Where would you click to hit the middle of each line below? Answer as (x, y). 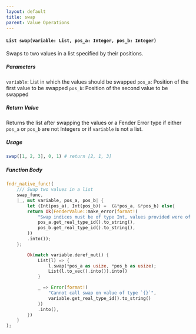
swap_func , (30, 195)
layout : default (26, 11)
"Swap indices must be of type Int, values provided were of (114, 217)
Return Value (23, 108)
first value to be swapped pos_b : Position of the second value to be (87, 88)
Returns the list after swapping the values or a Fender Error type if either (94, 123)
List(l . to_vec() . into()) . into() (88, 272)
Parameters (21, 67)
